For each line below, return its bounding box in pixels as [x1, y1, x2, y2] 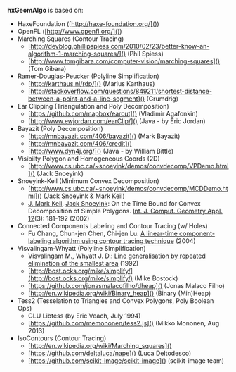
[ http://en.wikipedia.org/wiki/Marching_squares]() [27, 342, 172, 349]
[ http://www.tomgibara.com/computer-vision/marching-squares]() [27, 57, 220, 66]
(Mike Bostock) [134, 274, 178, 283]
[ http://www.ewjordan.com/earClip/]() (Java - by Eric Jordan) [27, 117, 206, 125]
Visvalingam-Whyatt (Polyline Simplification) [17, 244, 146, 252]
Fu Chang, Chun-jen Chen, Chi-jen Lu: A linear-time [27, 229, 178, 237]
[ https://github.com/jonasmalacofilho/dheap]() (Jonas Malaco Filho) [27, 282, 225, 290]
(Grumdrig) [146, 94, 179, 103]
